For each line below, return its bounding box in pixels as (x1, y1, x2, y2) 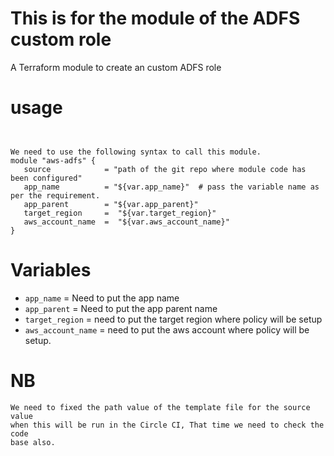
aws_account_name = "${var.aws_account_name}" (23, 217, 230, 227)
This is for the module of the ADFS (10, 7, 301, 30)
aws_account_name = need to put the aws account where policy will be (24, 323, 310, 336)
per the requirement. (10, 190, 101, 201)
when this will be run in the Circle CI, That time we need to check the (10, 420, 325, 430)
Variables (10, 259, 92, 282)
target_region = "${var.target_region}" (23, 208, 217, 218)
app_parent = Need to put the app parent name (24, 302, 218, 314)
